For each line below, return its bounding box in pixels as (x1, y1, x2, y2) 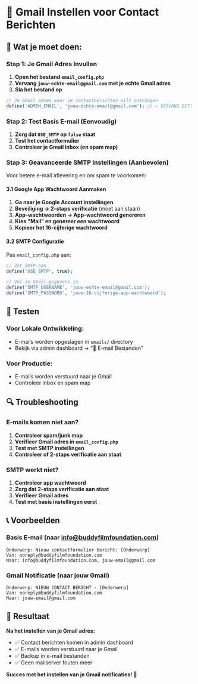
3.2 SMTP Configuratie (6, 238, 64, 245)
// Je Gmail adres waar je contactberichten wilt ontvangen (6, 97, 159, 103)
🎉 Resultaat (6, 611, 49, 621)
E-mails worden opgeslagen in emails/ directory (14, 338, 133, 345)
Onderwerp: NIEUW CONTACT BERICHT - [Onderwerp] (6, 584, 129, 590)
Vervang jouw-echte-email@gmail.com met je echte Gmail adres (14, 79, 171, 87)
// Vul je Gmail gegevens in (6, 279, 78, 285)
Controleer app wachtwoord (14, 479, 86, 486)
